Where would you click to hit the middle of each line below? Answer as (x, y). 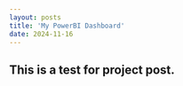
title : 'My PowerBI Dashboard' (67, 26)
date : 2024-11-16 (41, 34)
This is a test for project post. (92, 70)
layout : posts (36, 17)
